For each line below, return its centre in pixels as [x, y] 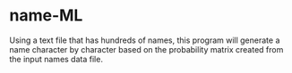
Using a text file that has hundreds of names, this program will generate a [145, 40]
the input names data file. [56, 59]
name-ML [46, 16]
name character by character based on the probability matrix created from [146, 49]
